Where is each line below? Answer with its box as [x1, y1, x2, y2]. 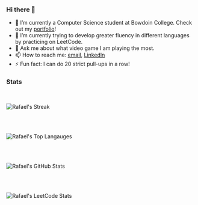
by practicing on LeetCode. [14, 38, 83, 46]
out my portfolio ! [14, 25, 56, 32]
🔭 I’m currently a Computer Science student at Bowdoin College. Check [14, 19, 193, 26]
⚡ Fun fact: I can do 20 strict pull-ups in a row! [14, 60, 131, 68]
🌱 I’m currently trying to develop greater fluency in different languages [14, 32, 190, 39]
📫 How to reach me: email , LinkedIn [14, 51, 105, 59]
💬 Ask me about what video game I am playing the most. [14, 44, 155, 52]
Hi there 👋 [6, 5, 36, 14]
